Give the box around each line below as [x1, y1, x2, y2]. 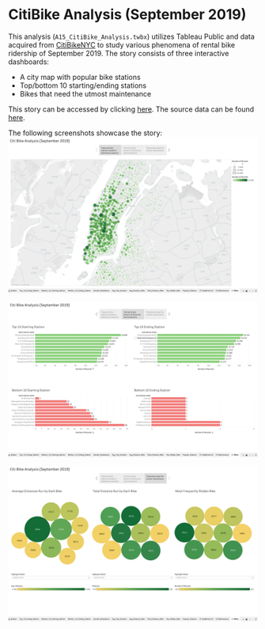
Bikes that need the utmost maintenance [19, 89, 152, 98]
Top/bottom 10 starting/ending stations [19, 81, 147, 90]
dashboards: [8, 57, 50, 66]
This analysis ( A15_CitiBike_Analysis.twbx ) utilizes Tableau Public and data [8, 32, 256, 41]
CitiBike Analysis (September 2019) [8, 6, 247, 24]
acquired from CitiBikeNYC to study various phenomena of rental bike [8, 40, 236, 49]
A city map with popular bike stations [19, 72, 141, 81]
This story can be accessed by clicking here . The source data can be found [8, 104, 255, 114]
